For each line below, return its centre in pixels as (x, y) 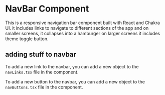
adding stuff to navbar (41, 55)
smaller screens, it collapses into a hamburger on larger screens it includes (83, 33)
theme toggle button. (27, 39)
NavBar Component (47, 9)
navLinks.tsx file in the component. (42, 72)
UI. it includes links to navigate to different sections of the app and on (77, 28)
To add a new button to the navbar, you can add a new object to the (75, 81)
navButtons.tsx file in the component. (44, 87)
